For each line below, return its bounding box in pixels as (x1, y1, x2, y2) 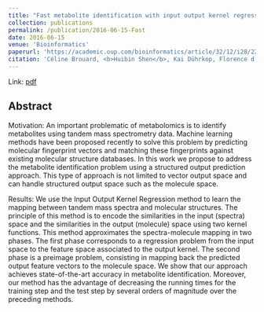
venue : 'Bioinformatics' (8, 41, 90, 49)
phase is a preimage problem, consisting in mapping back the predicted (8, 252, 240, 262)
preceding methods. (8, 294, 74, 303)
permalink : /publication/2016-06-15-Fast (8, 26, 146, 34)
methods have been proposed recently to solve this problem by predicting (8, 137, 248, 146)
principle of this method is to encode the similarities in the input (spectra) (8, 211, 245, 220)
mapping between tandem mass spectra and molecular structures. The (8, 202, 238, 212)
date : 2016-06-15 (8, 33, 65, 42)
